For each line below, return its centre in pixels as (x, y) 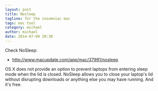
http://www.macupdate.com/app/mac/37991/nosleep (65, 60)
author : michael (21, 32)
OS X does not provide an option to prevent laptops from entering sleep (76, 69)
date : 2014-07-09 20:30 (29, 37)
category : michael (24, 28)
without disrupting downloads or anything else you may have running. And (79, 79)
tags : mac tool (20, 23)
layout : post (18, 9)
